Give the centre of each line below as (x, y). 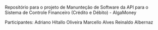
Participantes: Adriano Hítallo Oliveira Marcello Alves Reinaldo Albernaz (79, 22)
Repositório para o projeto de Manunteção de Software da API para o (76, 7)
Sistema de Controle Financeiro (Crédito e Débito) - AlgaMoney (71, 12)
